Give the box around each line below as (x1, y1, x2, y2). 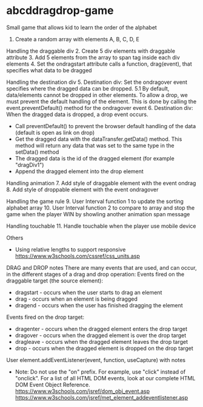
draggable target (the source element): (6, 277, 104, 284)
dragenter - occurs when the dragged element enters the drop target (15, 325, 188, 332)
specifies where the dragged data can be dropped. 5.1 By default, (6, 84, 170, 92)
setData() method (15, 148, 59, 156)
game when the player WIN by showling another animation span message (6, 210, 190, 217)
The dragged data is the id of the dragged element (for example (15, 154, 175, 162)
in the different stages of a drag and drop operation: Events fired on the (6, 270, 185, 278)
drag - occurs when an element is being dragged (15, 295, 138, 303)
